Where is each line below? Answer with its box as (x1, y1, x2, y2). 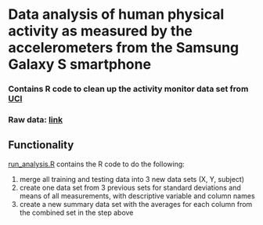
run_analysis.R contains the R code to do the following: (8, 159, 186, 169)
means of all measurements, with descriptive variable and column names (19, 191, 256, 201)
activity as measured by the (8, 22, 193, 40)
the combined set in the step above (19, 208, 134, 217)
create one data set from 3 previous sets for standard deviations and (19, 183, 241, 192)
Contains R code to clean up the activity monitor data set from (8, 84, 249, 95)
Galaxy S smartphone (8, 56, 151, 74)
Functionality (8, 139, 74, 152)
